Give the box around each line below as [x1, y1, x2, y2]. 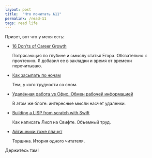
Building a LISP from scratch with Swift [12, 110, 90, 116]
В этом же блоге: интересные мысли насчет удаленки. [12, 100, 126, 107]
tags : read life [5, 20, 38, 26]
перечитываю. [12, 63, 42, 69]
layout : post [5, 7, 31, 12]
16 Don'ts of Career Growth [12, 43, 67, 49]
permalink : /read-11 [5, 16, 47, 21]
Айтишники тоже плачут [12, 129, 62, 135]
